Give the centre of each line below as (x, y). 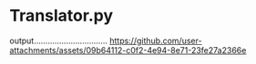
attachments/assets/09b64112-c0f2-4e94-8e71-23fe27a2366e (128, 50)
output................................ (58, 41)
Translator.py (61, 16)
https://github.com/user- (155, 41)
